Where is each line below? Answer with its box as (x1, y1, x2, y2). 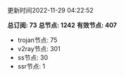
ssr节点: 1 (17, 62, 46, 70)
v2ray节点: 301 (17, 45, 61, 52)
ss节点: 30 (17, 53, 49, 62)
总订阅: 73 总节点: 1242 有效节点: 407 (7, 21, 118, 29)
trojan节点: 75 (17, 36, 58, 44)
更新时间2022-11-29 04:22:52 (7, 6, 94, 14)
